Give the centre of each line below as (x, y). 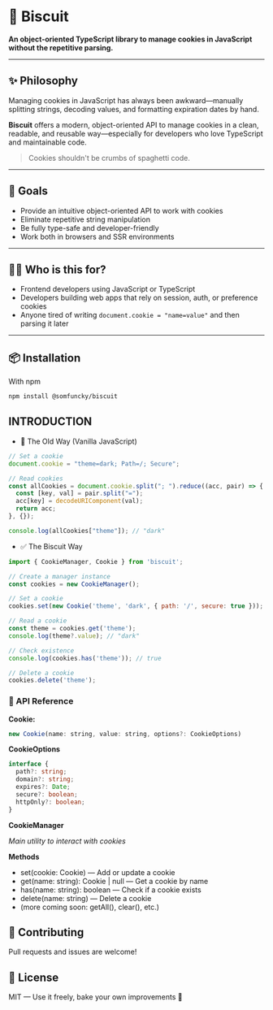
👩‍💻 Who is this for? (58, 269)
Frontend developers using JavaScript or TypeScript (108, 289)
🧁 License (34, 977)
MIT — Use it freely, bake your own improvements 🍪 (95, 997)
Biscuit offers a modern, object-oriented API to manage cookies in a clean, (134, 124)
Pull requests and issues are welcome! (73, 952)
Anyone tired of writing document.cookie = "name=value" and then (130, 315)
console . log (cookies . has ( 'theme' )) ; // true (85, 658)
